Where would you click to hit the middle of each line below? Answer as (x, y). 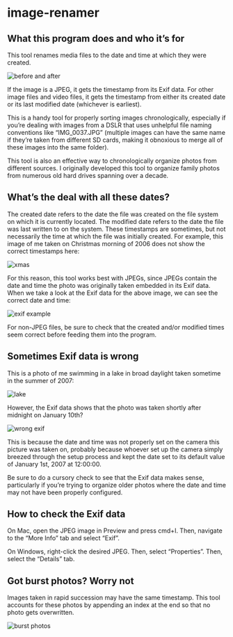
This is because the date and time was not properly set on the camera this (114, 442)
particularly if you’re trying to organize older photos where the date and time (116, 485)
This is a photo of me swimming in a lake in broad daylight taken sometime (114, 373)
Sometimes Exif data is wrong (73, 356)
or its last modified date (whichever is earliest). (74, 104)
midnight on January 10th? (45, 414)
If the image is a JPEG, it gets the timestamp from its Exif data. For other (111, 89)
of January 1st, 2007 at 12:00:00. (55, 464)
